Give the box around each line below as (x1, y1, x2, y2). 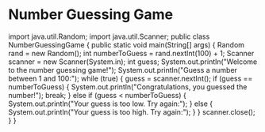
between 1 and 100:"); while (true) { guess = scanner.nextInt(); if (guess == (8, 74, 253, 83)
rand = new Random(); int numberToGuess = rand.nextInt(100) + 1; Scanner (8, 48, 255, 58)
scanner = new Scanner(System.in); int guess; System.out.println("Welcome (8, 57, 258, 66)
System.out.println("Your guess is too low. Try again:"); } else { (8, 99, 213, 108)
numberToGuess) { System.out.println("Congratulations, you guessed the (8, 81, 248, 92)
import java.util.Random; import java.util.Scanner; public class (8, 32, 210, 41)
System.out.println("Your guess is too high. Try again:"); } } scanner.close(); (8, 107, 255, 116)
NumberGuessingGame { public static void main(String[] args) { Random (8, 40, 244, 49)
